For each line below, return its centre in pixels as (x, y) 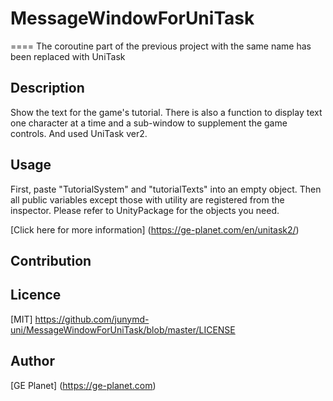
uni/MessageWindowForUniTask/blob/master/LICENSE (123, 329)
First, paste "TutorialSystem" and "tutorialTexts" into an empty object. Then (166, 189)
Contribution (51, 260)
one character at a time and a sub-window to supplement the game (149, 123)
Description (47, 88)
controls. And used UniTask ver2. (79, 133)
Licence (36, 295)
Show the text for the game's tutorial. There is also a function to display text (166, 112)
